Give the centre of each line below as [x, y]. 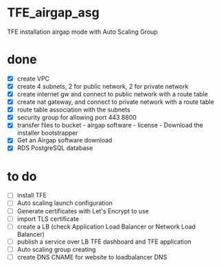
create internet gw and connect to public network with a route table [112, 94]
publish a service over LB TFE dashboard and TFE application [104, 242]
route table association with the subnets [73, 110]
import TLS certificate [48, 219]
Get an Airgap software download [65, 140]
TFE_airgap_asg [53, 13]
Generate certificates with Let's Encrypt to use [83, 211]
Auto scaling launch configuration [65, 203]
